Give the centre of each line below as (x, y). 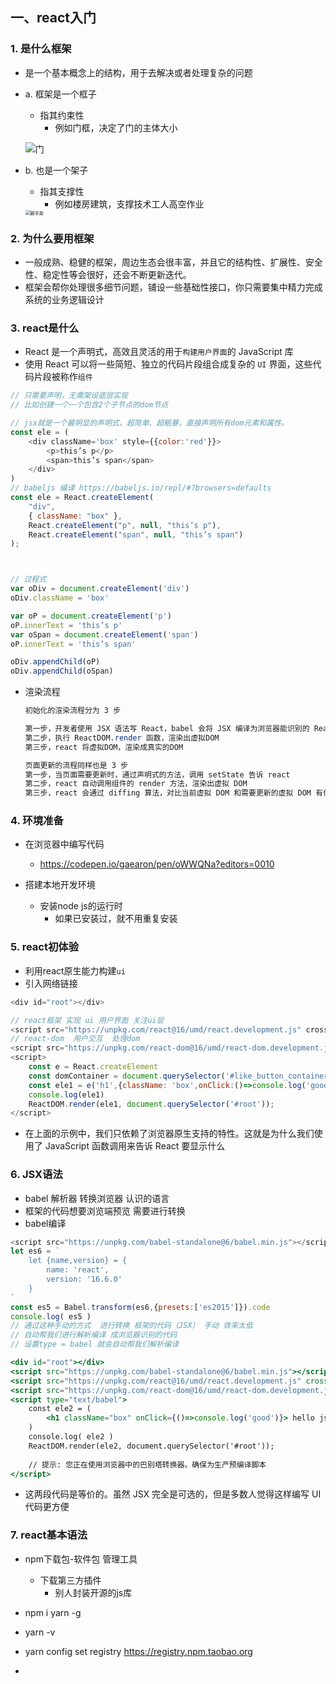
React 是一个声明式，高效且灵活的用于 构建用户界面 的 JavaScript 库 (159, 352)
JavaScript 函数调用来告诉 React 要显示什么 (135, 1146)
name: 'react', (78, 1270)
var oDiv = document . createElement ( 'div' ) (100, 589)
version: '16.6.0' (84, 1279)
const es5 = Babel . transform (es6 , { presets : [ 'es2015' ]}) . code (140, 1307)
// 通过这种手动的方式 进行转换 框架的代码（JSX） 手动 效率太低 (131, 1326)
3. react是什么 (45, 328)
